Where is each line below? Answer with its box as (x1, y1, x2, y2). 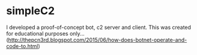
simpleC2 (6, 4, 55, 18)
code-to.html (6, 43, 38, 50)
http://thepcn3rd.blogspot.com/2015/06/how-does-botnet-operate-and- (8, 36, 187, 43)
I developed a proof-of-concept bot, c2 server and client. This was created (6, 24, 192, 31)
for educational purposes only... (6, 30, 85, 37)
